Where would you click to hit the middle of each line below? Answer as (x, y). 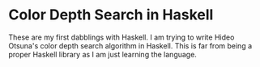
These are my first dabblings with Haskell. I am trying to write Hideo (121, 37)
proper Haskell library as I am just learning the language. (102, 54)
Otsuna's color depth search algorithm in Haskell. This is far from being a (130, 45)
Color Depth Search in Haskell (111, 15)
